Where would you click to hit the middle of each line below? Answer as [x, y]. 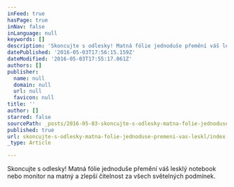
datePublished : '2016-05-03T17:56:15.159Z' [71, 53]
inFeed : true [26, 14]
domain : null [32, 85]
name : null [29, 78]
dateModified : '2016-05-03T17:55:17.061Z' [70, 59]
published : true [31, 130]
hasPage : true [28, 20]
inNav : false [26, 26]
